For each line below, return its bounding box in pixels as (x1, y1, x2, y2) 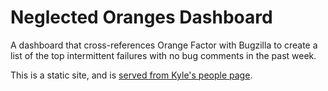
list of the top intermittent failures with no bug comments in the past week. (10, 49, 317, 61)
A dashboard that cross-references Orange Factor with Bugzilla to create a (10, 39, 318, 51)
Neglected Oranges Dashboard (10, 6, 273, 29)
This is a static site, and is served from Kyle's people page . (10, 69, 253, 81)
